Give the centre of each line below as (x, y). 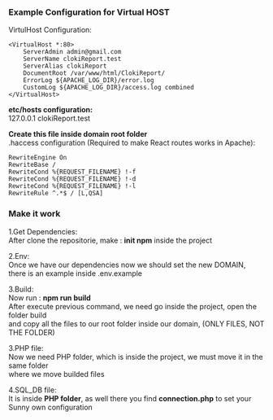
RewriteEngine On (38, 158)
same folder (28, 365)
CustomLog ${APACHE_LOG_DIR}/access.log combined (109, 88)
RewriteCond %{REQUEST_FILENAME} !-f (72, 172)
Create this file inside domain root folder (78, 134)
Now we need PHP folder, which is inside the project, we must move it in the (136, 357)
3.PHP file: (26, 348)
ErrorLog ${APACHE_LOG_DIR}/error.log (89, 81)
